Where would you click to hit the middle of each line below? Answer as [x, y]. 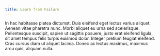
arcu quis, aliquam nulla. [29, 48]
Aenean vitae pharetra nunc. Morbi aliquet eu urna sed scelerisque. [72, 28]
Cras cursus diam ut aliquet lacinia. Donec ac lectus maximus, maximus [76, 43]
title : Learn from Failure [32, 9]
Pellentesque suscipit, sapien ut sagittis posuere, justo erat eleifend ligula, [79, 33]
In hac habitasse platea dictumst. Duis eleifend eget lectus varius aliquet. [78, 23]
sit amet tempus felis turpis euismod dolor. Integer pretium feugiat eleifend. [80, 38]
